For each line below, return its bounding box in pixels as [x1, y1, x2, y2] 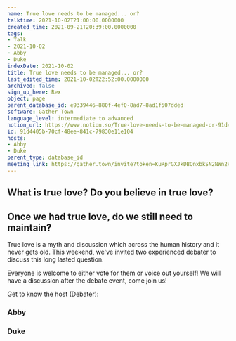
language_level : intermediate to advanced [7, 115, 133, 122]
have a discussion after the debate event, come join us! [7, 276, 167, 285]
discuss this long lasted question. [7, 255, 104, 264]
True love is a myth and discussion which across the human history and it [7, 240, 220, 248]
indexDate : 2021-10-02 [7, 63, 74, 70]
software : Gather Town [7, 108, 74, 115]
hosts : [7, 134, 27, 141]
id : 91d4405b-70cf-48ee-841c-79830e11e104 [7, 128, 133, 135]
